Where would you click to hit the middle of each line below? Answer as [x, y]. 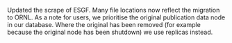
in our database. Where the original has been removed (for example [104, 25]
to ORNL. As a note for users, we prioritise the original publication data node [116, 17]
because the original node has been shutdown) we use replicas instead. [110, 32]
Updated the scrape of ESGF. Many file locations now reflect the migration [114, 10]
